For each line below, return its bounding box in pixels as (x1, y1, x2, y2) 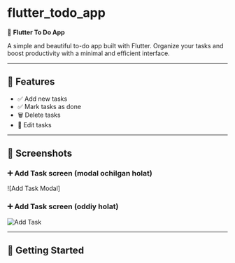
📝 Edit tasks (17, 120, 52, 129)
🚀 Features (7, 76, 55, 88)
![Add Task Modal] (7, 184, 61, 193)
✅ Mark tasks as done (17, 102, 82, 111)
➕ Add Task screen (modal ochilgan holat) (7, 169, 152, 178)
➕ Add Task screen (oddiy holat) (7, 201, 119, 211)
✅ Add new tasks (17, 94, 68, 103)
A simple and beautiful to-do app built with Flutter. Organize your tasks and (7, 41, 224, 50)
